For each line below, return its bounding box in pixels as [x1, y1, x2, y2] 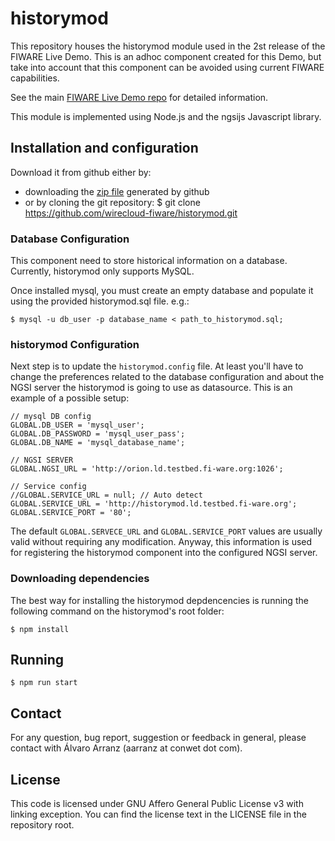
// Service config [10, 482, 87, 492]
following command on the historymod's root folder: [10, 605, 225, 617]
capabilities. [10, 72, 60, 84]
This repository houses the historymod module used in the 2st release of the [10, 40, 326, 52]
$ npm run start [10, 678, 78, 688]
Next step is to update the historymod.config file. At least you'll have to [10, 360, 304, 372]
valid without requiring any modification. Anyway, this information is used [10, 536, 313, 548]
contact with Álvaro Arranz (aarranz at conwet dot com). [10, 742, 243, 754]
